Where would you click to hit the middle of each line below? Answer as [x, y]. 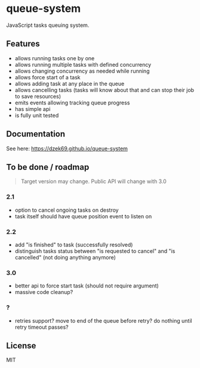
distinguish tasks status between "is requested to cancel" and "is [95, 251]
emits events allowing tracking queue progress [72, 103]
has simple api [33, 109]
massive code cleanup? [44, 292]
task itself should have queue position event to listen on [83, 216]
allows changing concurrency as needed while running [82, 71]
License [21, 346]
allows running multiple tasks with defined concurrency [83, 64]
